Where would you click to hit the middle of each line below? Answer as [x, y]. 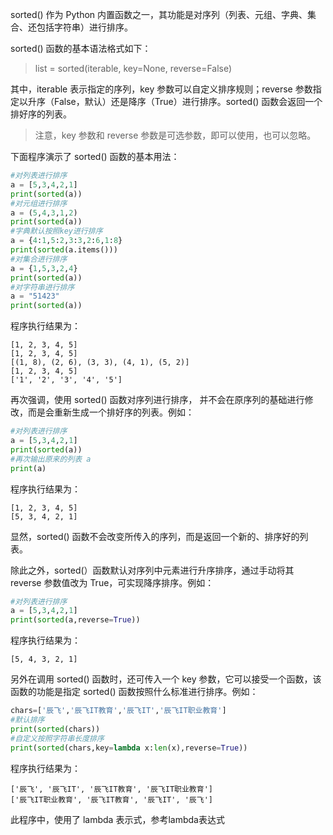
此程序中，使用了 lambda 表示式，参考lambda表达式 [117, 819]
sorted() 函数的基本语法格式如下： [81, 48]
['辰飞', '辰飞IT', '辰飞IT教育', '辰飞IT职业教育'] [111, 789]
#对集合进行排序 [39, 259]
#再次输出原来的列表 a [51, 459]
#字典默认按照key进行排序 [56, 231]
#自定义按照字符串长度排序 [57, 738]
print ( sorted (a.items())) [64, 250]
